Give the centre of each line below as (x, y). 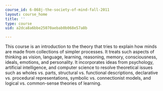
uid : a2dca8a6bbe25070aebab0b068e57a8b (46, 28)
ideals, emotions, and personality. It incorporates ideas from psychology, (80, 62)
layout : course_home (27, 14)
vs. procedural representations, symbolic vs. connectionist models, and (78, 78)
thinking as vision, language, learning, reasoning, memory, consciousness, (81, 57)
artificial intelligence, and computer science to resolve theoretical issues (79, 68)
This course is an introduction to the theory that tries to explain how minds (81, 46)
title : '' (15, 19)
